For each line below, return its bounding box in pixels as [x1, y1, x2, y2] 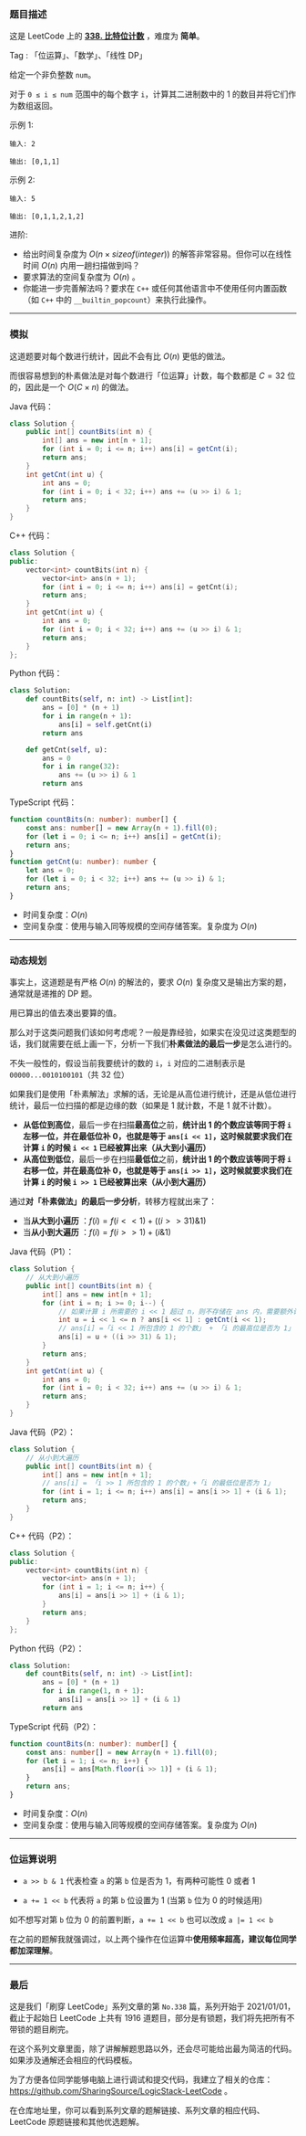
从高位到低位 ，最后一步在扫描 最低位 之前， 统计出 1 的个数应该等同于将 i [22, 1154, 291, 1165]
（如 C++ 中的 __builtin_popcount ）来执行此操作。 [22, 294, 211, 305]
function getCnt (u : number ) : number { [9, 857, 157, 867]
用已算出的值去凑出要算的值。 [9, 1008, 121, 1019]
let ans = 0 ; [25, 866, 76, 875]
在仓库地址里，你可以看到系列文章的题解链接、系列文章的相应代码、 [9, 2105, 265, 2116]
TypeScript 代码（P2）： [9, 1720, 99, 1732]
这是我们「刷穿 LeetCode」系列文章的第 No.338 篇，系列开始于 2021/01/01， [9, 2001, 296, 2012]
